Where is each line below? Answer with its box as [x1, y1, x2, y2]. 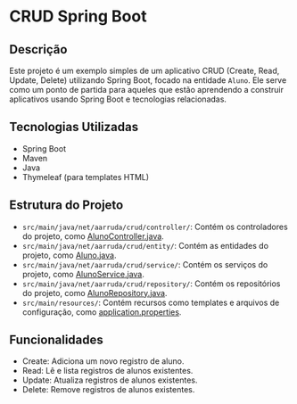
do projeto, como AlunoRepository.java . [21, 287, 168, 298]
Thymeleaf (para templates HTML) [21, 171, 150, 182]
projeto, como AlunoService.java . [21, 268, 144, 279]
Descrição [9, 42, 68, 57]
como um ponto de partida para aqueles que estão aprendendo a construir [9, 85, 284, 95]
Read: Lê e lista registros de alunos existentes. [21, 366, 194, 376]
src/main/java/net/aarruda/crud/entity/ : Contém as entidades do [21, 240, 269, 251]
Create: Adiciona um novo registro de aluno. [21, 356, 185, 367]
